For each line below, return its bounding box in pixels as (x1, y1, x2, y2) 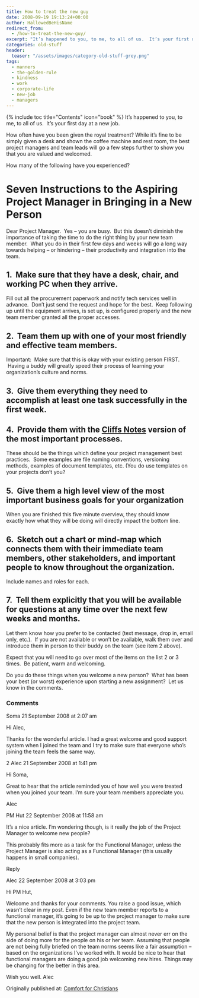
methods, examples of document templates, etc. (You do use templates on (6, 462, 188, 469)
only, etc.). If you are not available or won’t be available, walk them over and (6, 636, 193, 643)
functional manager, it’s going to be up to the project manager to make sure (6, 912, 190, 920)
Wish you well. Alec (6, 974, 54, 981)
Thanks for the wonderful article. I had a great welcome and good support (6, 735, 187, 743)
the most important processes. (6, 434, 123, 444)
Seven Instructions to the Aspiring (6, 182, 178, 196)
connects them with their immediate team (6, 544, 164, 554)
